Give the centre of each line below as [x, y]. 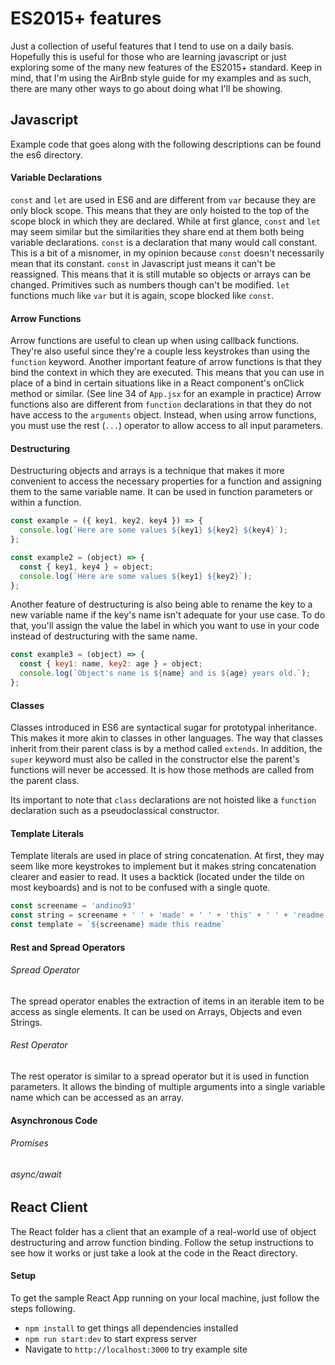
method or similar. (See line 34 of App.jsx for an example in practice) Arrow [166, 394]
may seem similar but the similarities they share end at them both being [157, 231]
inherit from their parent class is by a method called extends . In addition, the [166, 749]
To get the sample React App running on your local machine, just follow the [165, 1298]
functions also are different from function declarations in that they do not [161, 404]
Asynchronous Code [54, 1120]
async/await [36, 1174]
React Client [49, 1207]
